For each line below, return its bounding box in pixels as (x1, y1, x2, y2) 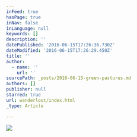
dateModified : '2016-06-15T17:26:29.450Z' (6, 48, 113, 54)
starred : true (6, 92, 42, 98)
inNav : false (6, 20, 39, 26)
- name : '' (11, 64, 39, 70)
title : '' (6, 53, 31, 59)
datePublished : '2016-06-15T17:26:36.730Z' (6, 42, 116, 48)
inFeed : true (6, 8, 39, 15)
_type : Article (6, 102, 44, 109)
